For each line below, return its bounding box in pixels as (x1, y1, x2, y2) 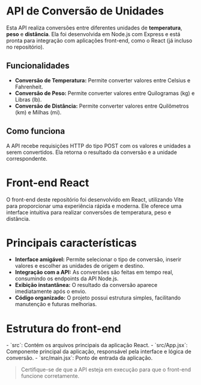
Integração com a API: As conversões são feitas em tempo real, (14, 269, 174, 276)
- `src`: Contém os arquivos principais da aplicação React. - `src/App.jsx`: (6, 342, 188, 349)
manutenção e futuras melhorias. (14, 301, 97, 308)
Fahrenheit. (14, 83, 43, 90)
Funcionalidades (6, 61, 70, 71)
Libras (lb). (14, 96, 42, 103)
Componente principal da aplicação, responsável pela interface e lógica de (6, 348, 192, 356)
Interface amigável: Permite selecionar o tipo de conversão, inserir (14, 256, 182, 263)
